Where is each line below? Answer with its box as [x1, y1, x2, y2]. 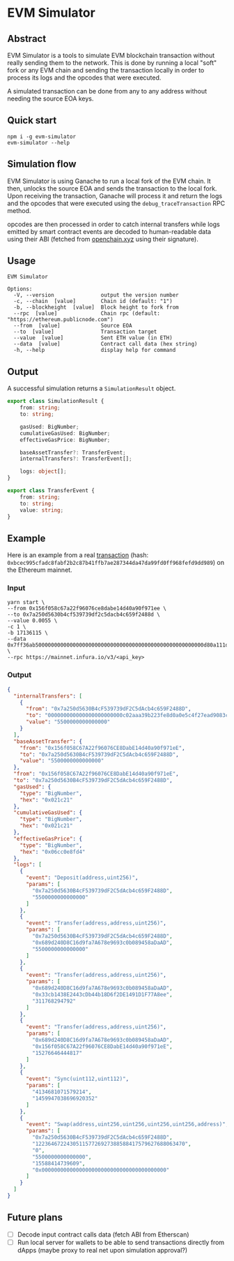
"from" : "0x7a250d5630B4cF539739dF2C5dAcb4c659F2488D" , [25, 705, 192, 713]
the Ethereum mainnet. [7, 566, 72, 574]
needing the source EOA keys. [7, 94, 94, 103]
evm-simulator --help [7, 139, 70, 146]
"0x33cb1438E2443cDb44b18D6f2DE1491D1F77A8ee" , [32, 991, 173, 998]
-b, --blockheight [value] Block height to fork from [13, 304, 179, 311]
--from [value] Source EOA [13, 323, 132, 330]
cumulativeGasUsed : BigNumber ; [19, 429, 111, 437]
